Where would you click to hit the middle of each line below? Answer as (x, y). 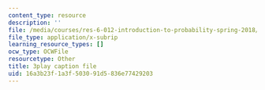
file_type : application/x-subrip (63, 37)
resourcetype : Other (42, 59)
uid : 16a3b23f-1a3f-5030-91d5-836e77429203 (81, 74)
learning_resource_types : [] (56, 45)
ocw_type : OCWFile (38, 52)
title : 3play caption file (52, 67)
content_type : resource (47, 15)
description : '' (35, 23)
